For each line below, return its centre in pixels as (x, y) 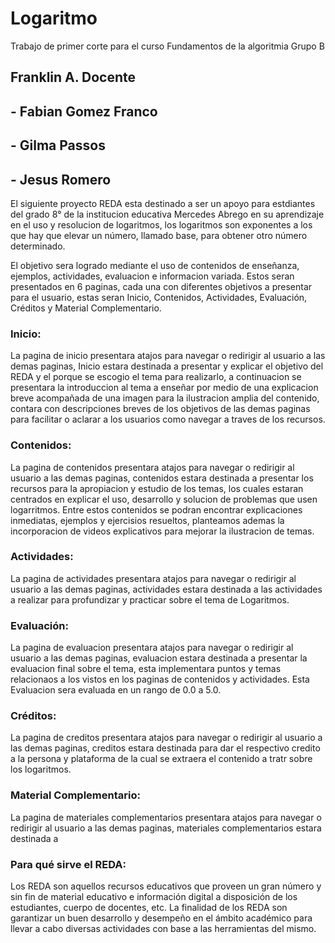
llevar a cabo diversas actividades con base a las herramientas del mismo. (163, 928)
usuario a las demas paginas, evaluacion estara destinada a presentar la (159, 658)
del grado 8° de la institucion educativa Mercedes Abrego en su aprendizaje (167, 214)
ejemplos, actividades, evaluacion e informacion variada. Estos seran (152, 276)
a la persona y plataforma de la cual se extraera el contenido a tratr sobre (161, 759)
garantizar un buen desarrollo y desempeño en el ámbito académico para (161, 918)
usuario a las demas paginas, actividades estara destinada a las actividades (166, 589)
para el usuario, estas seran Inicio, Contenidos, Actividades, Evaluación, (159, 297)
